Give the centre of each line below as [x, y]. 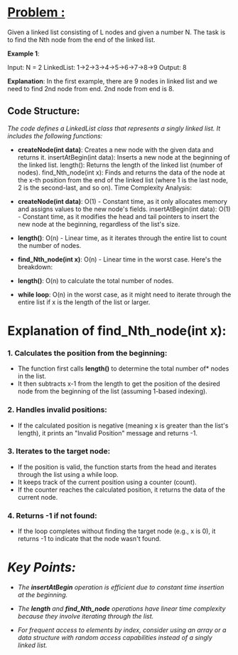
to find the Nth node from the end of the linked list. [82, 39]
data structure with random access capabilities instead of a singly [115, 638]
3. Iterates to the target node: [59, 451]
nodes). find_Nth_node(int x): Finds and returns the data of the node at [121, 172]
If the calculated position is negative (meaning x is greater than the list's [123, 426]
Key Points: [42, 568]
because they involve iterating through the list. [86, 617]
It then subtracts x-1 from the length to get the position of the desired [119, 384]
